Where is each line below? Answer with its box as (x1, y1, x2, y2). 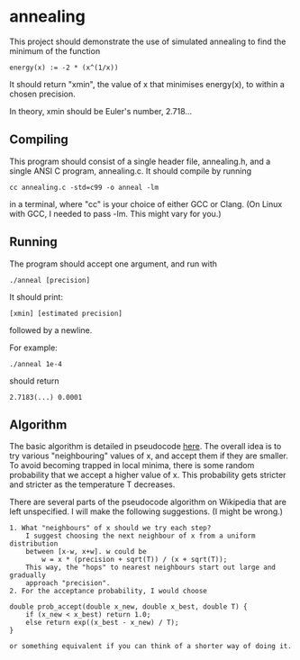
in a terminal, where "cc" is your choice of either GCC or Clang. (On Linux (9, 198, 283, 209)
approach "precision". (25, 579, 111, 588)
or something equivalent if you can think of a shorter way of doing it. (9, 642, 293, 651)
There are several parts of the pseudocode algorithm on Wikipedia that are (9, 497, 286, 508)
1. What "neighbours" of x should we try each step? (9, 524, 212, 533)
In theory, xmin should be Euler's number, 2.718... (9, 105, 192, 116)
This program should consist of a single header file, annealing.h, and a (9, 156, 271, 167)
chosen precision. (9, 88, 77, 99)
